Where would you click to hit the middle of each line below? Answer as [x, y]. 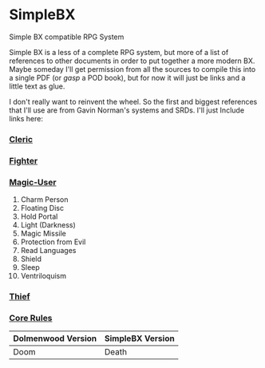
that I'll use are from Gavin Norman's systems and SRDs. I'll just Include [127, 110]
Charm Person [44, 200]
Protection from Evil [53, 242]
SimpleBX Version [139, 338]
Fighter [24, 160]
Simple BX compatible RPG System [67, 37]
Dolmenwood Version [55, 338]
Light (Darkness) [48, 225]
